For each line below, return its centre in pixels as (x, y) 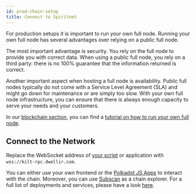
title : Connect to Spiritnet (41, 17)
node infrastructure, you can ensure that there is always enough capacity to (97, 99)
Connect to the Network (50, 141)
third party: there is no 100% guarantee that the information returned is (91, 63)
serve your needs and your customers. (52, 105)
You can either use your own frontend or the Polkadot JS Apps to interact (94, 173)
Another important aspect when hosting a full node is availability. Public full (96, 81)
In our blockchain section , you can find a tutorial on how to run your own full (98, 117)
